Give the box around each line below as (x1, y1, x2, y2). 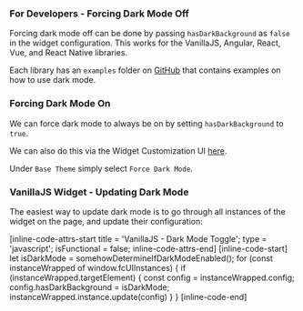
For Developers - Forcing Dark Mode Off (9, 7, 189, 20)
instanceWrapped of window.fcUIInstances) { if (9, 262, 187, 273)
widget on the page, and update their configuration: (9, 216, 203, 226)
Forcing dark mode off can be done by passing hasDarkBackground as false (9, 28, 290, 39)
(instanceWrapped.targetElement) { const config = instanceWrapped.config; (9, 272, 296, 283)
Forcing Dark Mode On (9, 97, 111, 110)
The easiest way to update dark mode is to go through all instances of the (9, 206, 287, 216)
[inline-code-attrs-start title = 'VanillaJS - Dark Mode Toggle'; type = (9, 233, 268, 244)
